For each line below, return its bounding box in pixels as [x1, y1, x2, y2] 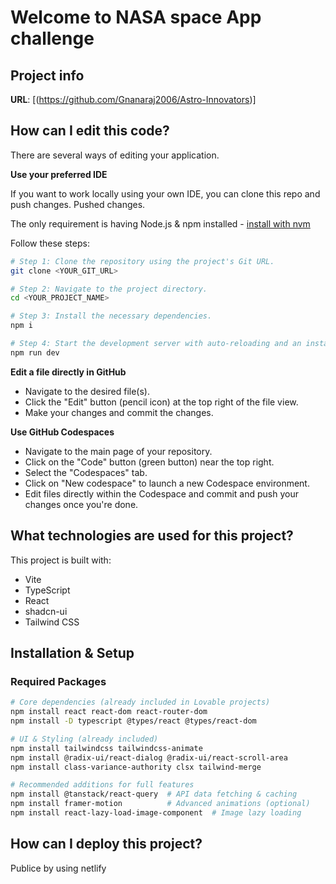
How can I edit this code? [10, 122, 170, 140]
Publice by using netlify [10, 862, 107, 874]
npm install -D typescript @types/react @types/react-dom [10, 716, 257, 726]
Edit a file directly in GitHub [10, 366, 127, 378]
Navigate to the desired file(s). [24, 385, 150, 397]
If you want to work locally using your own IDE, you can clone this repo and [10, 187, 321, 200]
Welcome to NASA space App [10, 6, 262, 29]
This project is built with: [10, 554, 112, 566]
